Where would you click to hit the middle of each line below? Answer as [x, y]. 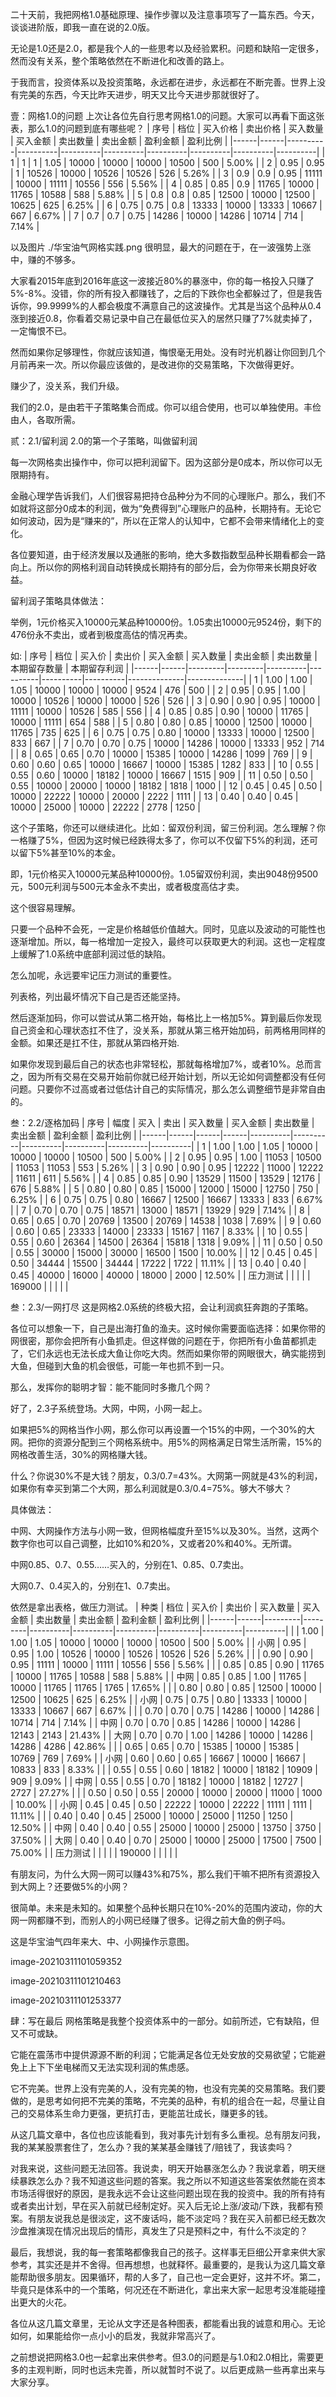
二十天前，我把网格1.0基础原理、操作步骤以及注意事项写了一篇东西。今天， [165, 14]
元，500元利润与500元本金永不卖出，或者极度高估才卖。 [127, 886]
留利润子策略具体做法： [58, 601]
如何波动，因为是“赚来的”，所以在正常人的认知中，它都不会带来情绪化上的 [163, 521]
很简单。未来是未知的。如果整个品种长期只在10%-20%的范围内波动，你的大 [166, 1907]
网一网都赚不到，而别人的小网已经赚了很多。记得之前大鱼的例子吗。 [150, 1920]
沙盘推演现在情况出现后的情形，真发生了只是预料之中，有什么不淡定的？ [159, 2231]
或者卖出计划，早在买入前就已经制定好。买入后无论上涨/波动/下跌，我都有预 [167, 2206]
